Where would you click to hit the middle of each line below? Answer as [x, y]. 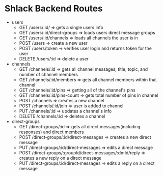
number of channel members [48, 74]
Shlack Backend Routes [54, 9]
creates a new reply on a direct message [60, 158]
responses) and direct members [51, 132]
